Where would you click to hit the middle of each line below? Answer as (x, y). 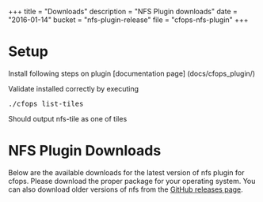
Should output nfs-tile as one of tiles (68, 118)
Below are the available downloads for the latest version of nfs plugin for (126, 172)
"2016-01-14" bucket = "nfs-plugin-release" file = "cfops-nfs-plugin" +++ (128, 20)
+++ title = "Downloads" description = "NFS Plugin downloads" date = (123, 11)
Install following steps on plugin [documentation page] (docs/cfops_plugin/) (132, 73)
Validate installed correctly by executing (74, 88)
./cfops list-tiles (46, 103)
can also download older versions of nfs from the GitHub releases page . (126, 189)
